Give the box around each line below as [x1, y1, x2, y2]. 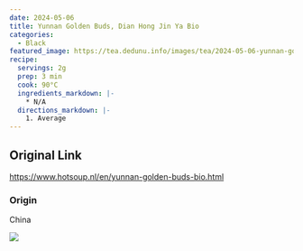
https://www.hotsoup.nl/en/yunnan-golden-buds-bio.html [9, 171, 225, 181]
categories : [9, 30, 54, 39]
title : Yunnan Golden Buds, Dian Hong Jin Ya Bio [9, 22, 200, 31]
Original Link [9, 147, 83, 163]
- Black [17, 38, 47, 48]
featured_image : [9, 47, 70, 56]
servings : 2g [17, 64, 67, 73]
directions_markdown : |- [17, 106, 111, 115]
